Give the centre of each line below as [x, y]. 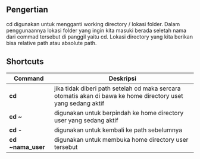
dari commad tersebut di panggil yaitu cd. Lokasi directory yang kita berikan [100, 36]
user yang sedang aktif [86, 120]
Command [29, 78]
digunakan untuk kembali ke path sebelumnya [118, 130]
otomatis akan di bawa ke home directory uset [118, 96]
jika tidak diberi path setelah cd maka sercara [117, 88]
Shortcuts [25, 62]
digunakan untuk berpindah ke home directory [119, 113]
